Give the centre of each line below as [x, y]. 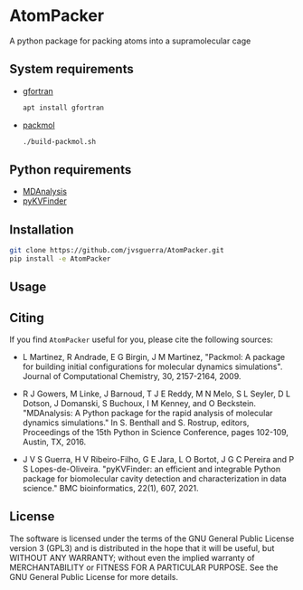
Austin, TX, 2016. [54, 442]
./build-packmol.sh [59, 141]
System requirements [71, 69]
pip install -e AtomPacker [60, 259]
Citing [27, 318]
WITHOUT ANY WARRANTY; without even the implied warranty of [132, 557]
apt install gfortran [63, 108]
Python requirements [71, 170]
